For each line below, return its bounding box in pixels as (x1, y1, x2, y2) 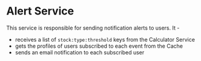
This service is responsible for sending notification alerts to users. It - (6, 24, 180, 31)
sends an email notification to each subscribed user (15, 48, 145, 56)
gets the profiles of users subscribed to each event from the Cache (15, 42, 183, 50)
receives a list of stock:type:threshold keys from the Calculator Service (15, 36, 196, 43)
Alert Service (6, 4, 74, 18)
